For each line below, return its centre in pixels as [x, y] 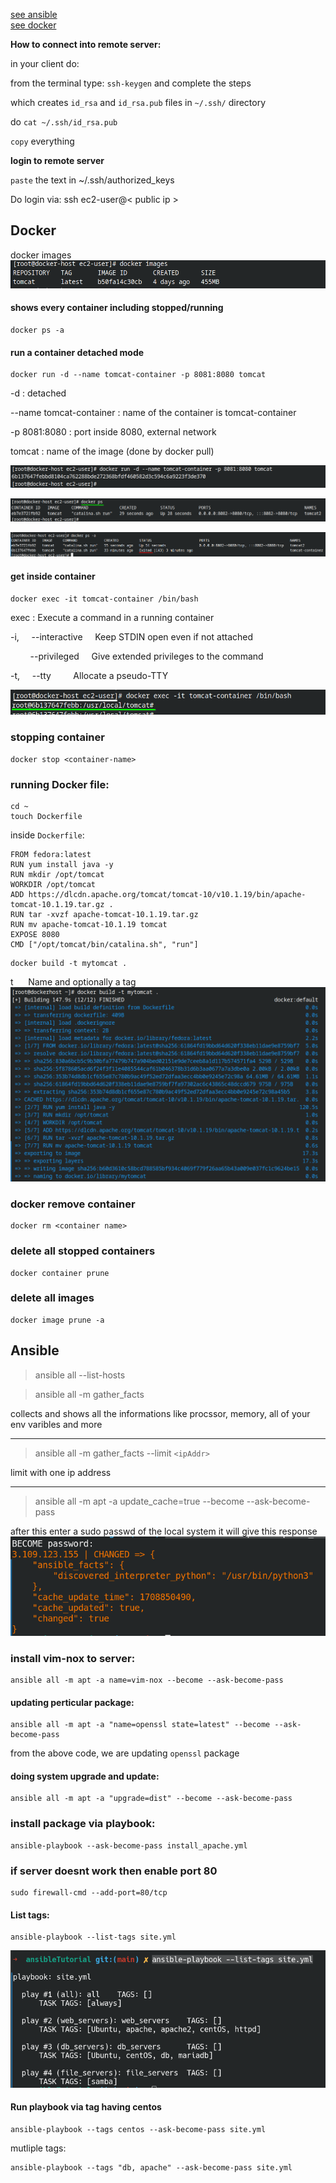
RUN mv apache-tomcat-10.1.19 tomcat [89, 924]
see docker [33, 25]
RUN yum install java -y [62, 864]
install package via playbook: [83, 1824]
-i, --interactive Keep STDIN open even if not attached [132, 636]
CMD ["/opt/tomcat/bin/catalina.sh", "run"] [104, 944]
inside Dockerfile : [47, 835]
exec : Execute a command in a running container [112, 617]
